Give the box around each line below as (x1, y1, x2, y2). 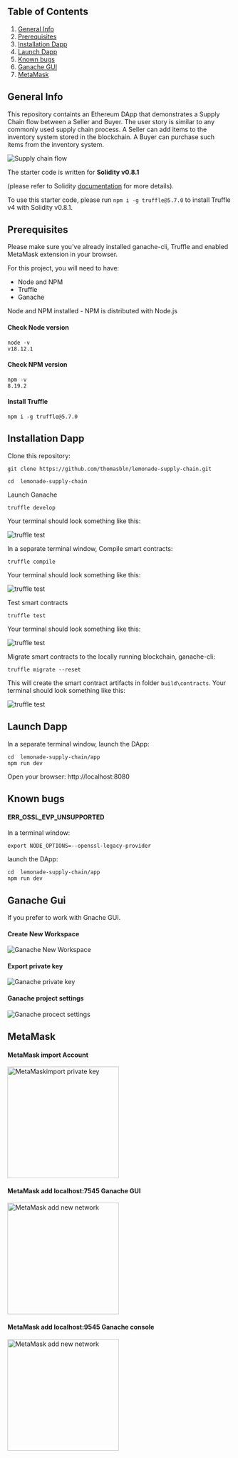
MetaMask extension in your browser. (7, 250, 118, 259)
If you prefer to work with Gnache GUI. (7, 913, 121, 922)
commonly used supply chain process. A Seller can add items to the (7, 125, 207, 133)
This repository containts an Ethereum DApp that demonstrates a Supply (7, 110, 220, 118)
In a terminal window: (7, 829, 71, 837)
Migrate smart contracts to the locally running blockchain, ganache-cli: (7, 652, 216, 661)
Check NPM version (7, 360, 68, 369)
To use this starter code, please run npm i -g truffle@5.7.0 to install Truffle (7, 196, 231, 204)
